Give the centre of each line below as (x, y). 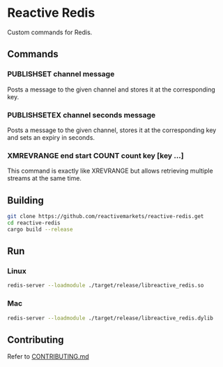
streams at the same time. (45, 178)
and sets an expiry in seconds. (51, 137)
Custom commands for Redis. (50, 32)
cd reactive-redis (34, 223)
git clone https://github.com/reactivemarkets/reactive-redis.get (106, 217)
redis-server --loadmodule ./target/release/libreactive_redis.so (106, 286)
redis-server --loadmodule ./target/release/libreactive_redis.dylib (110, 318)
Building (25, 200)
